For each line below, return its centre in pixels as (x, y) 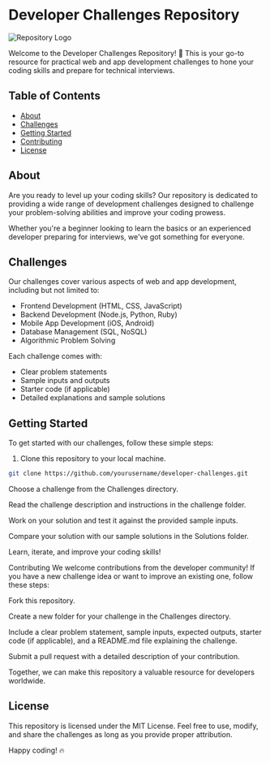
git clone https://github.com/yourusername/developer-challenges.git (129, 474)
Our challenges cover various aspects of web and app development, (122, 282)
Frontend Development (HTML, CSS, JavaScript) (101, 306)
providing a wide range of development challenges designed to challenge (131, 204)
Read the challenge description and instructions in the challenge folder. (127, 505)
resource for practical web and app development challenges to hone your (131, 62)
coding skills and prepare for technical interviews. (92, 70)
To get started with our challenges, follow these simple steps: (111, 443)
